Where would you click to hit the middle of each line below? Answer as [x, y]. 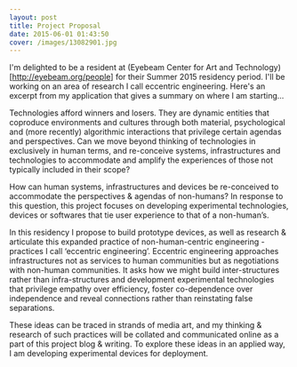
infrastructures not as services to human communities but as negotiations [144, 261]
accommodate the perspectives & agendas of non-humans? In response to [146, 196]
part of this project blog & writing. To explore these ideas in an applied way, [148, 344]
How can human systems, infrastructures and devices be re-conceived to [144, 187]
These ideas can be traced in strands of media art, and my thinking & [136, 325]
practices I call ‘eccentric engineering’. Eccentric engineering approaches [144, 251]
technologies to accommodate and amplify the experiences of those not [141, 160]
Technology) [258, 68]
